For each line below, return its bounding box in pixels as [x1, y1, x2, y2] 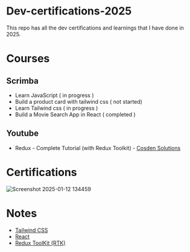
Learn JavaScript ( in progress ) [14, 92, 95, 99]
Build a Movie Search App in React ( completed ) [14, 110, 136, 118]
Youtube [6, 128, 39, 139]
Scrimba [6, 75, 39, 86]
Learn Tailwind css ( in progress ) [14, 104, 98, 112]
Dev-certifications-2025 [6, 4, 132, 18]
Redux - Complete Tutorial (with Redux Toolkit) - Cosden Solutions [14, 144, 181, 151]
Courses [6, 52, 50, 66]
